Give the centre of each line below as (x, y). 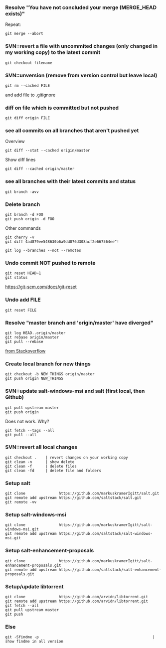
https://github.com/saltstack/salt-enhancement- (110, 570)
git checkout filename (29, 63)
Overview (15, 142)
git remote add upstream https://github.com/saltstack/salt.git (73, 498)
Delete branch (23, 204)
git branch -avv (22, 192)
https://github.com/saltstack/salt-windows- (106, 534)
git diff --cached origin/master (40, 169)
